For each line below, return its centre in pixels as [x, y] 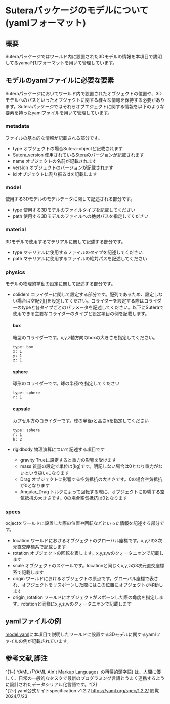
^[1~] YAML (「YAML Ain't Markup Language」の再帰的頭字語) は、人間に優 [83, 672]
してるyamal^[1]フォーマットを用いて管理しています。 [61, 63]
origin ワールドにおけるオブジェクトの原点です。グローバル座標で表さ [85, 578]
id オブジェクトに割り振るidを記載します [55, 174]
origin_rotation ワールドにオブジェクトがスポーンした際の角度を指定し [86, 597]
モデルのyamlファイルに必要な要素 [60, 80]
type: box [23, 347]
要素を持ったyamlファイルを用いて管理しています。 [59, 113]
